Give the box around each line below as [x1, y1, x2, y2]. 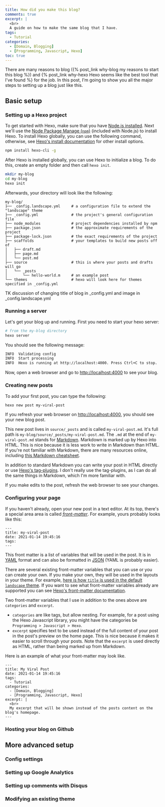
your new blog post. [5, 417, 46, 423]
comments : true [5, 12, 36, 17]
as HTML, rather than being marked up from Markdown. [12, 643, 126, 649]
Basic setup [5, 97, 42, 105]
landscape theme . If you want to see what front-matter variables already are [5, 582, 159, 588]
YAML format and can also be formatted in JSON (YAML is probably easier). [5, 557, 159, 563]
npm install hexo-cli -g [5, 148, 56, 153]
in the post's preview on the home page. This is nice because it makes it [12, 633, 159, 639]
